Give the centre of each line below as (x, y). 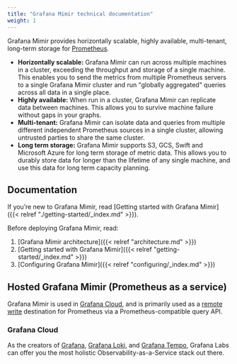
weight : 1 (22, 21)
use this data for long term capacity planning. (84, 167)
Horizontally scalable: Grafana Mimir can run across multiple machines (122, 62)
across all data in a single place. (64, 92)
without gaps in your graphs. (59, 115)
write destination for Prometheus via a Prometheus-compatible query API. (115, 311)
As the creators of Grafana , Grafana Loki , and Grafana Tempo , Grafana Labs (118, 346)
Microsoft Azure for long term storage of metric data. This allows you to (122, 153)
